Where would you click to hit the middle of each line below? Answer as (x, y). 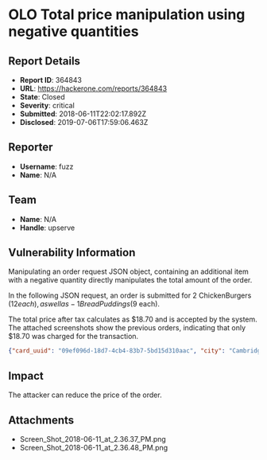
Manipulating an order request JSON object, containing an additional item (128, 271)
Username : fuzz (46, 166)
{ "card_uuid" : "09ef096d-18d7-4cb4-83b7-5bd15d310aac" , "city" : (117, 351)
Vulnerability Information (72, 253)
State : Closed (42, 97)
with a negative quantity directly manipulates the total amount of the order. (130, 280)
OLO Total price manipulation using (127, 15)
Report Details (44, 61)
